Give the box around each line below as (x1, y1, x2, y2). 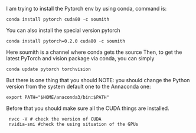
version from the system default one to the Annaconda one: (6, 83, 152, 90)
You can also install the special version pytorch (6, 27, 121, 34)
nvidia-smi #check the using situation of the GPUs (8, 121, 139, 127)
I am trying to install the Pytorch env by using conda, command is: (6, 5, 167, 12)
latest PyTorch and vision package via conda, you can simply (6, 55, 155, 61)
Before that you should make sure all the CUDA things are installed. (6, 105, 169, 112)
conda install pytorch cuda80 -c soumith (6, 17, 110, 22)
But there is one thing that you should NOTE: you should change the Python (6, 77, 190, 83)
